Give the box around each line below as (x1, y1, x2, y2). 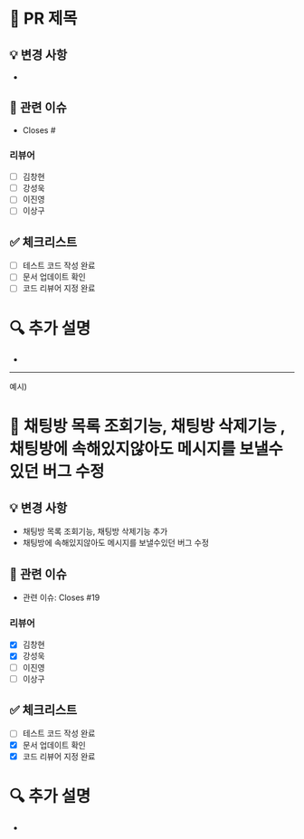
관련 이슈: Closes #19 (22, 592, 100, 603)
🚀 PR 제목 (9, 8, 78, 29)
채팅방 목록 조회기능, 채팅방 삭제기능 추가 (22, 526, 168, 537)
